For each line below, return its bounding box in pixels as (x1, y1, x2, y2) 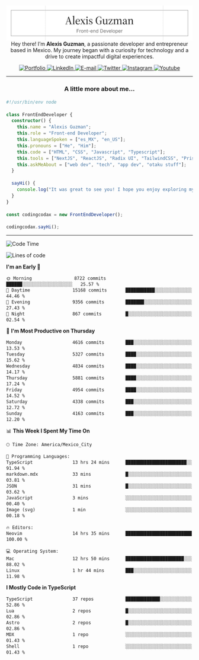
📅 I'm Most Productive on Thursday (6, 328, 95, 335)
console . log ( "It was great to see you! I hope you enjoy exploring (17, 187, 187, 193)
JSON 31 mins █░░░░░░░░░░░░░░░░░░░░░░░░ (6, 483, 192, 489)
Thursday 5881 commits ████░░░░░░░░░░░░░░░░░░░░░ (6, 375, 192, 381)
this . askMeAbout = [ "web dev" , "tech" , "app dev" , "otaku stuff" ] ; (17, 162, 187, 168)
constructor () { (11, 118, 52, 124)
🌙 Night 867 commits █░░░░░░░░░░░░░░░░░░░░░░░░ (6, 311, 192, 317)
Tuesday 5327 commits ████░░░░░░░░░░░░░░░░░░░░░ (6, 351, 192, 357)
